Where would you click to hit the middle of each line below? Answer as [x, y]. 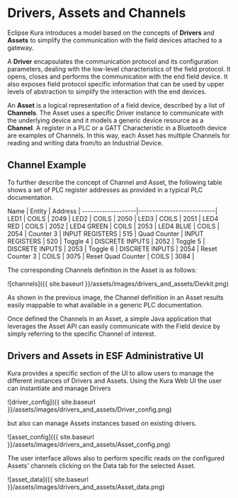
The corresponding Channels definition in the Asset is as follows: [102, 270]
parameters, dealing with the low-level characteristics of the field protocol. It [119, 69]
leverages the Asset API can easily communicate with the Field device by [114, 326]
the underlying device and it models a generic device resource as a [106, 120]
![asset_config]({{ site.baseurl [51, 436]
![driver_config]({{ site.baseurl [51, 402]
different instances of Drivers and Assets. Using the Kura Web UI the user [114, 380]
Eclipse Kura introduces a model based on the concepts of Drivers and [111, 33]
